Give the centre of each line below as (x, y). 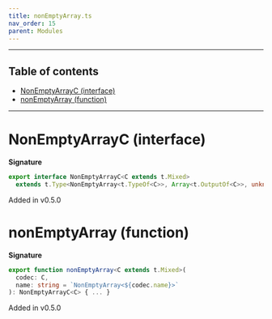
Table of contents (53, 71)
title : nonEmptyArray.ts (50, 16)
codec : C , (32, 277)
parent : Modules (36, 31)
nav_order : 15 (32, 23)
